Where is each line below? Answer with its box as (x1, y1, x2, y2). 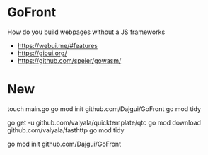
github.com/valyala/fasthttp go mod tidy (7, 125, 125, 134)
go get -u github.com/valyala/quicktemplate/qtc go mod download (7, 118, 202, 127)
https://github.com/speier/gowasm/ (17, 56, 122, 64)
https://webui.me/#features (17, 41, 98, 50)
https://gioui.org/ (17, 49, 67, 57)
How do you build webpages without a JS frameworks (7, 28, 166, 36)
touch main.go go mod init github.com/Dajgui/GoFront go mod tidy (7, 104, 202, 113)
